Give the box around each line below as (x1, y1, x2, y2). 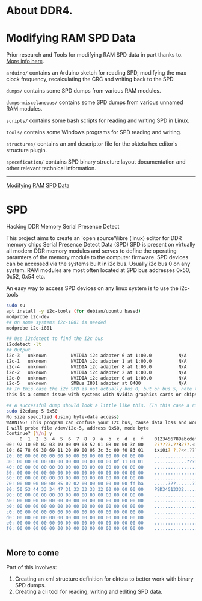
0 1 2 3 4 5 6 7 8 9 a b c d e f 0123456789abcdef (19, 436, 198, 442)
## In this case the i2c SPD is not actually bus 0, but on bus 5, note (6, 386, 192, 392)
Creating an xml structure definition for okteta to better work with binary (14, 575, 194, 582)
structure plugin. (6, 147, 47, 154)
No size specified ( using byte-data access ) (6, 413, 120, 420)
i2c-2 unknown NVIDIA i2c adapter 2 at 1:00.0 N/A (6, 369, 187, 375)
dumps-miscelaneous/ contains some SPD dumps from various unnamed (6, 99, 183, 106)
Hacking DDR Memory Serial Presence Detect (6, 223, 120, 230)
